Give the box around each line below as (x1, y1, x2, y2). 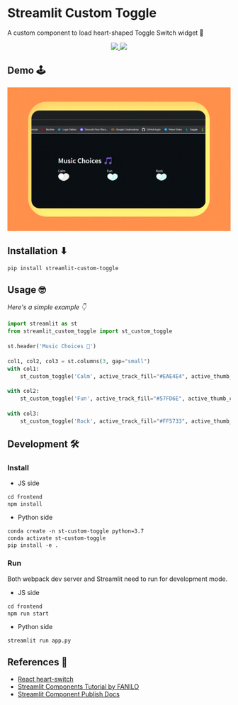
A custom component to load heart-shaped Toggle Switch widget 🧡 (7, 28, 204, 37)
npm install (7, 501, 42, 508)
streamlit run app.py (7, 637, 72, 644)
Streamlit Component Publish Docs (17, 690, 120, 699)
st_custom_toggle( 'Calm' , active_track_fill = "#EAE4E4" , (20, 372, 189, 380)
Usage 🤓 (7, 284, 46, 296)
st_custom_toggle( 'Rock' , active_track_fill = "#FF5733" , (20, 417, 189, 425)
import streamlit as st (7, 321, 78, 328)
